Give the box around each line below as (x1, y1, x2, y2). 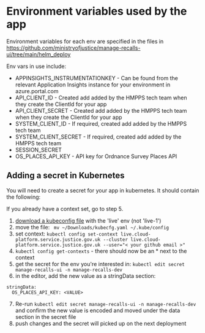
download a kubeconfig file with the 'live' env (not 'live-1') (15, 216, 162, 224)
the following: (6, 193, 41, 201)
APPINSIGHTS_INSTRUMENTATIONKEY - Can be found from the (15, 74, 179, 82)
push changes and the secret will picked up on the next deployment (15, 320, 187, 327)
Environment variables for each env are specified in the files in (6, 37, 164, 45)
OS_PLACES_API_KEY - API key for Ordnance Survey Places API (15, 152, 177, 160)
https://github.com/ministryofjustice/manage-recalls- (6, 44, 141, 52)
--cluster (103, 236, 129, 243)
